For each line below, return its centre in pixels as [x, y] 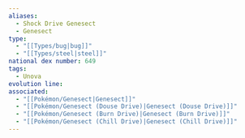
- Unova [29, 76]
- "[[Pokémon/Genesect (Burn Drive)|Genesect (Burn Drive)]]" [123, 114]
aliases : [23, 16]
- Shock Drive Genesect [56, 24]
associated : [28, 91]
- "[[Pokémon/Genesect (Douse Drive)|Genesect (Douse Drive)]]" [127, 106]
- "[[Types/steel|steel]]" [61, 54]
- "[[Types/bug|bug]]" [54, 46]
